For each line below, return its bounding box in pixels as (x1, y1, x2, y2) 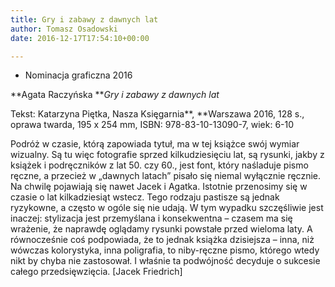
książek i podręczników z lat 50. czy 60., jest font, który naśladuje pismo (10, 159, 309, 171)
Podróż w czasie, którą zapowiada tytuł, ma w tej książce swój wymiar (10, 138, 300, 150)
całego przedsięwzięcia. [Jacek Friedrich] (10, 266, 183, 278)
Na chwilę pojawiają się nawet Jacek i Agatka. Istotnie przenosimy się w (10, 181, 308, 193)
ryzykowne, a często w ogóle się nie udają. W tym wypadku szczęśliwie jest (10, 202, 324, 214)
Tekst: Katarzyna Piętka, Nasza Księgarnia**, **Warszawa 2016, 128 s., (10, 108, 305, 120)
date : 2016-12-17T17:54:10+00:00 (10, 33, 150, 43)
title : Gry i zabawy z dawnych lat (10, 14, 159, 25)
